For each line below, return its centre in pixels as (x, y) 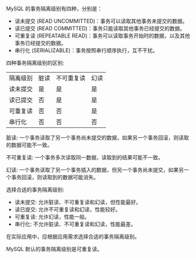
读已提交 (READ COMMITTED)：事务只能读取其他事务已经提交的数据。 (100, 28)
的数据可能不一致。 (29, 145)
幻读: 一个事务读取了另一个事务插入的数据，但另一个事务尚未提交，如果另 (95, 170)
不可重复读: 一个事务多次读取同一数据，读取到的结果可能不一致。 (85, 157)
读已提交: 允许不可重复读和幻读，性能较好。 (67, 209)
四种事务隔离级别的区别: (35, 63)
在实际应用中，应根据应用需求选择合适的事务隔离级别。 (73, 237)
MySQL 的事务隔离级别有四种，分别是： (54, 9)
